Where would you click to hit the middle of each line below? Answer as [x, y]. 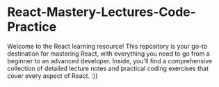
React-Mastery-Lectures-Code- [102, 12]
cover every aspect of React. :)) [52, 76]
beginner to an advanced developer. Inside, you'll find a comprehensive [110, 61]
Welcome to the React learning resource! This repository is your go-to [107, 46]
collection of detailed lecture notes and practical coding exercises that [108, 68]
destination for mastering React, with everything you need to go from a [108, 54]
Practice [32, 27]
